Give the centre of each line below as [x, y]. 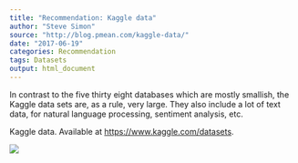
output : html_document [52, 69]
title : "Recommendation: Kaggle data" [83, 18]
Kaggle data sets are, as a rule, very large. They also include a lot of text [145, 104]
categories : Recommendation [63, 52]
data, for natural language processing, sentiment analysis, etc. [126, 114]
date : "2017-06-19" [46, 43]
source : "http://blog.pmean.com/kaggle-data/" [99, 35]
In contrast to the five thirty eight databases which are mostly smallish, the [149, 94]
